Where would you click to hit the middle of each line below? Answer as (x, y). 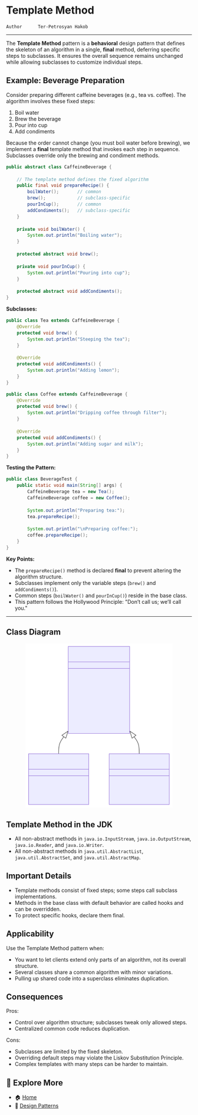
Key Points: (20, 559)
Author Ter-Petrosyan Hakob (47, 27)
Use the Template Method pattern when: (55, 948)
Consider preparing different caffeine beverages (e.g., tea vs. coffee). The (96, 94)
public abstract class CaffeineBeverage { (59, 167)
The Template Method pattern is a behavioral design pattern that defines (95, 43)
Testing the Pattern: (31, 467)
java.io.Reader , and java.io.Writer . (59, 845)
